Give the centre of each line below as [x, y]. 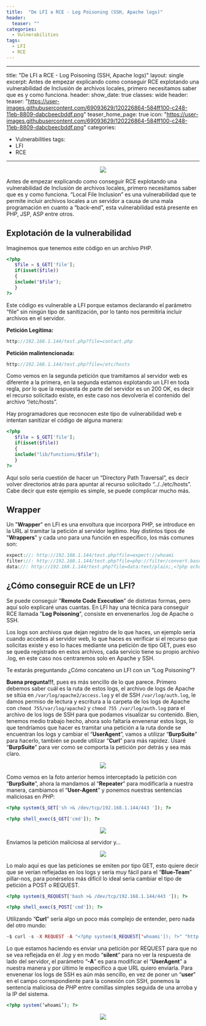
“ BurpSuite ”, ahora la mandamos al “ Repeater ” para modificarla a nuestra [100, 783]
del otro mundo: [27, 925]
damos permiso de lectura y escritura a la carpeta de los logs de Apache [98, 701]
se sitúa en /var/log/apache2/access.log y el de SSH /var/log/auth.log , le [101, 695]
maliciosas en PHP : [31, 796]
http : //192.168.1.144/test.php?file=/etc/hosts [68, 364]
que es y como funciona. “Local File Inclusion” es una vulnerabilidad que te [101, 194]
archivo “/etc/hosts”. [32, 402]
